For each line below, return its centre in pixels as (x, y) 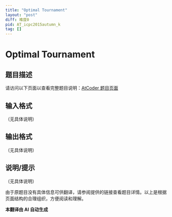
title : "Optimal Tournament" (36, 10)
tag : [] (14, 29)
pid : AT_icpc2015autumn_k (33, 24)
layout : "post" (21, 15)
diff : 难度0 (17, 19)
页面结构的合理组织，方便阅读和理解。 (46, 199)
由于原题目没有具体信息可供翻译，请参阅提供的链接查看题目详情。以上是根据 (86, 192)
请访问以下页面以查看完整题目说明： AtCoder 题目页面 (62, 88)
